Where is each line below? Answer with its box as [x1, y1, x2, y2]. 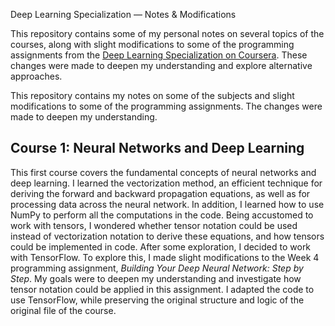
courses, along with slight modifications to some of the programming [10, 39, 295, 50]
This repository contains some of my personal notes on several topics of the [10, 28, 325, 39]
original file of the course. [10, 304, 117, 316]
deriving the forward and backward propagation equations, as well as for [10, 187, 311, 199]
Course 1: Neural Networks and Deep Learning [10, 140, 305, 157]
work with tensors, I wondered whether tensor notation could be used [10, 219, 298, 231]
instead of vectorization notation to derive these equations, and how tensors [10, 230, 325, 242]
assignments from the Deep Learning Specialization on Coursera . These [10, 49, 308, 61]
